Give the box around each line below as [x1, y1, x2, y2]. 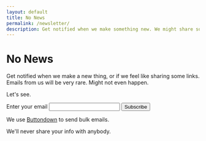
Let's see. [6, 91, 31, 98]
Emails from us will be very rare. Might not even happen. [6, 79, 149, 86]
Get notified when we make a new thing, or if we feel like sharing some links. [6, 73, 200, 80]
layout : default [6, 9, 48, 15]
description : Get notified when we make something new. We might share [6, 26, 193, 32]
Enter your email [6, 103, 48, 110]
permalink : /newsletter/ [6, 20, 70, 26]
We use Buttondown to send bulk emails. [6, 116, 109, 123]
